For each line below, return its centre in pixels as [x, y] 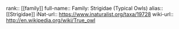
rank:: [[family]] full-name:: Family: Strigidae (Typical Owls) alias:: [85, 8]
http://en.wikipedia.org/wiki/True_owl [51, 20]
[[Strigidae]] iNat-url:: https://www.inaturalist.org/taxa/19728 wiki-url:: [90, 14]
